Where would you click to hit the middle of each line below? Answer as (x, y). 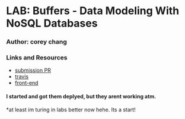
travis (21, 77)
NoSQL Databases (52, 23)
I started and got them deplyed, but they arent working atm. (81, 96)
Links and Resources (37, 58)
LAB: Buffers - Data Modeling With (93, 11)
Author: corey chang (36, 42)
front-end (26, 83)
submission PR (33, 70)
